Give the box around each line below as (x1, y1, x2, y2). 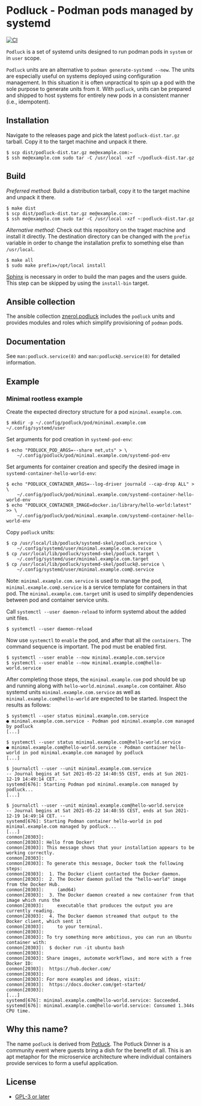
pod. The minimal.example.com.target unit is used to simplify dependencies (6, 589, 194, 597)
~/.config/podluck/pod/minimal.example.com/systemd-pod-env (17, 452, 170, 458)
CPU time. (6, 1008, 31, 1014)
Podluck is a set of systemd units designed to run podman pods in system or (6, 48, 193, 55)
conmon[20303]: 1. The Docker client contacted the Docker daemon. (6, 871, 181, 877)
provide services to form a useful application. (6, 1059, 118, 1066)
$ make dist (6, 205, 36, 211)
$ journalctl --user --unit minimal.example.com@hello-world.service (6, 802, 184, 809)
